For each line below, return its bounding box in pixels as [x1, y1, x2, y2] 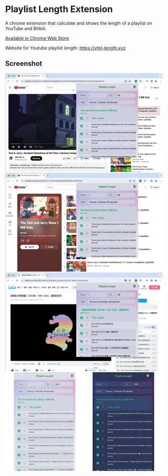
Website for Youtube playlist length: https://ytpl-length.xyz [5, 45, 126, 51]
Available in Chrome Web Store [5, 35, 69, 41]
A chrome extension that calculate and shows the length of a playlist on [5, 20, 152, 26]
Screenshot [5, 59, 42, 68]
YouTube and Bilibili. [5, 25, 47, 31]
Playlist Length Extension [5, 4, 113, 15]
